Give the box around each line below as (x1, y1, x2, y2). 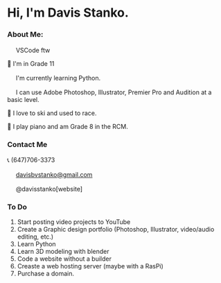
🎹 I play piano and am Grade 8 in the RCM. (7, 123, 128, 131)
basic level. (7, 96, 39, 104)
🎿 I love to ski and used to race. (7, 109, 97, 117)
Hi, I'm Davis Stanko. (7, 5, 130, 21)
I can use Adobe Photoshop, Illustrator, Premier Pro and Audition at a (15, 88, 212, 96)
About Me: (7, 30, 44, 40)
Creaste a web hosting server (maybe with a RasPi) (17, 262, 164, 271)
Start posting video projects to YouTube (17, 218, 131, 226)
